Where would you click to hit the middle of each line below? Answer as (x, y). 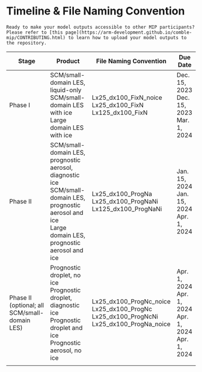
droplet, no (66, 275)
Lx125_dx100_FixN (120, 113)
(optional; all (26, 305)
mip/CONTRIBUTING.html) (36, 37)
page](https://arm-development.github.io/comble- (129, 32)
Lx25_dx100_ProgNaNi (125, 201)
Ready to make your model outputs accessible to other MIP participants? (101, 27)
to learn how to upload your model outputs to (127, 37)
